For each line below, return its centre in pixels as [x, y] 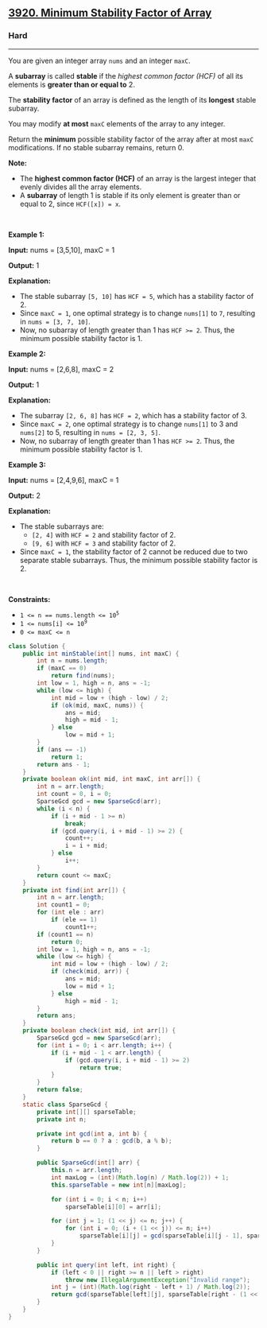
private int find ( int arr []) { [74, 890]
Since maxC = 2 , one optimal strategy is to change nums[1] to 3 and [129, 424]
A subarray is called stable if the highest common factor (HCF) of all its [126, 76]
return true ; [101, 1068]
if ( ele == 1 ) [74, 920]
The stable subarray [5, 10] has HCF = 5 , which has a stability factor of [137, 296]
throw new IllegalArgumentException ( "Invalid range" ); [157, 1279]
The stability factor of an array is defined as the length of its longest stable [132, 99]
